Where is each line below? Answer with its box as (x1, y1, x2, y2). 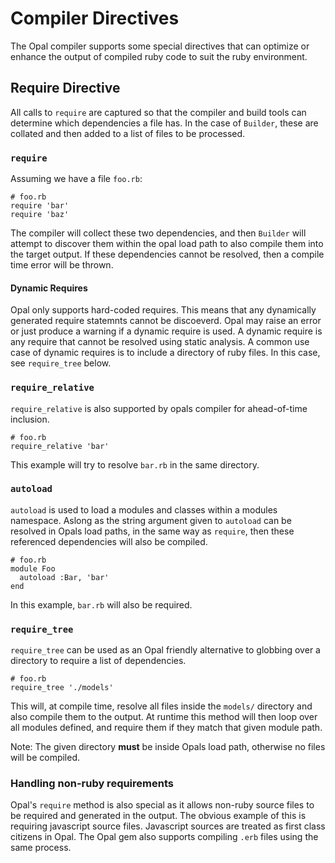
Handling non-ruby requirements (10, 777, 174, 791)
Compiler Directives (10, 7, 180, 30)
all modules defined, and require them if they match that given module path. (10, 722, 323, 734)
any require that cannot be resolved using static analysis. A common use (10, 336, 310, 348)
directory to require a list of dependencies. (10, 655, 187, 667)
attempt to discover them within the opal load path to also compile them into (10, 238, 324, 250)
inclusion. (10, 413, 50, 425)
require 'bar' (10, 201, 70, 211)
